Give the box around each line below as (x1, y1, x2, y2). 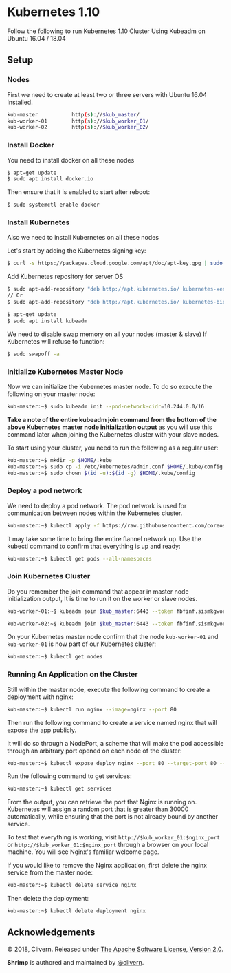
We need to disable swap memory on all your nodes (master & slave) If (7, 330, 208, 338)
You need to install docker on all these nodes (7, 156, 135, 164)
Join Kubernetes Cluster (7, 572, 91, 581)
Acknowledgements (7, 927, 96, 939)
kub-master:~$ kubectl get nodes (7, 653, 103, 660)
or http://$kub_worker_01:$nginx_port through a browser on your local (7, 841, 209, 849)
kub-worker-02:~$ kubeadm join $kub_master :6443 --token (7, 620, 174, 627)
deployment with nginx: (7, 693, 74, 701)
